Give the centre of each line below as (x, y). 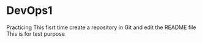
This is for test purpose (36, 33)
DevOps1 (30, 11)
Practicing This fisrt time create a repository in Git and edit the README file (101, 27)
